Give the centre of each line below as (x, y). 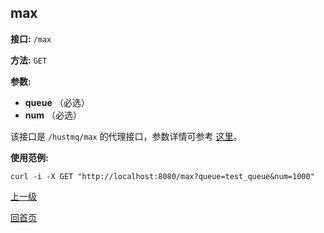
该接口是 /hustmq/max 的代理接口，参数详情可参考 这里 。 (126, 136)
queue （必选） (57, 102)
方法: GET (29, 60)
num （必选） (53, 115)
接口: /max (31, 38)
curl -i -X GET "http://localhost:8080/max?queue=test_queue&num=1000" (162, 176)
